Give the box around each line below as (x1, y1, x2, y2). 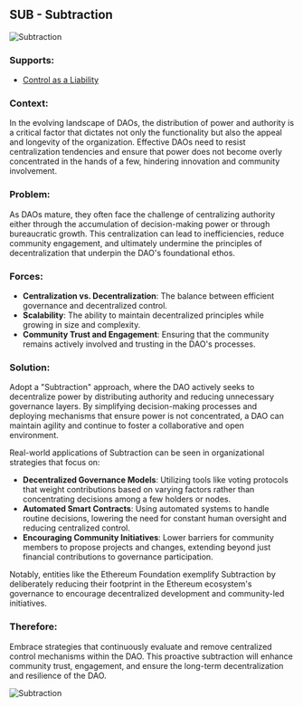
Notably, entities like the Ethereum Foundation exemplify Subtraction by (9, 569, 276, 580)
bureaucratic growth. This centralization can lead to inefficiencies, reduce (9, 228, 285, 239)
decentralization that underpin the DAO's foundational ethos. (9, 247, 235, 258)
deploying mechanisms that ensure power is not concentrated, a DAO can (9, 411, 285, 422)
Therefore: (9, 620, 58, 633)
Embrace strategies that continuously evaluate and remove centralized (9, 641, 273, 652)
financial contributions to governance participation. (22, 551, 214, 562)
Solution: (9, 361, 51, 374)
